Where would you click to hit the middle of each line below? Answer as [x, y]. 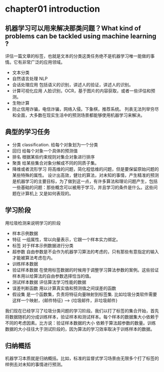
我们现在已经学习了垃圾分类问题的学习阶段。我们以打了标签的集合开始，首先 [82, 311]
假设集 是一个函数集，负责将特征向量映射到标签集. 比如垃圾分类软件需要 [84, 294]
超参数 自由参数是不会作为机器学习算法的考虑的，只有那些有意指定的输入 [85, 252]
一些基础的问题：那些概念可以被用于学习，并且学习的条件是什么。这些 [83, 187]
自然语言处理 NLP [30, 78]
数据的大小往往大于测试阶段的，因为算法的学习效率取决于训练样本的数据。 [80, 329]
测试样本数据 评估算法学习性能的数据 [49, 282]
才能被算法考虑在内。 [33, 257]
